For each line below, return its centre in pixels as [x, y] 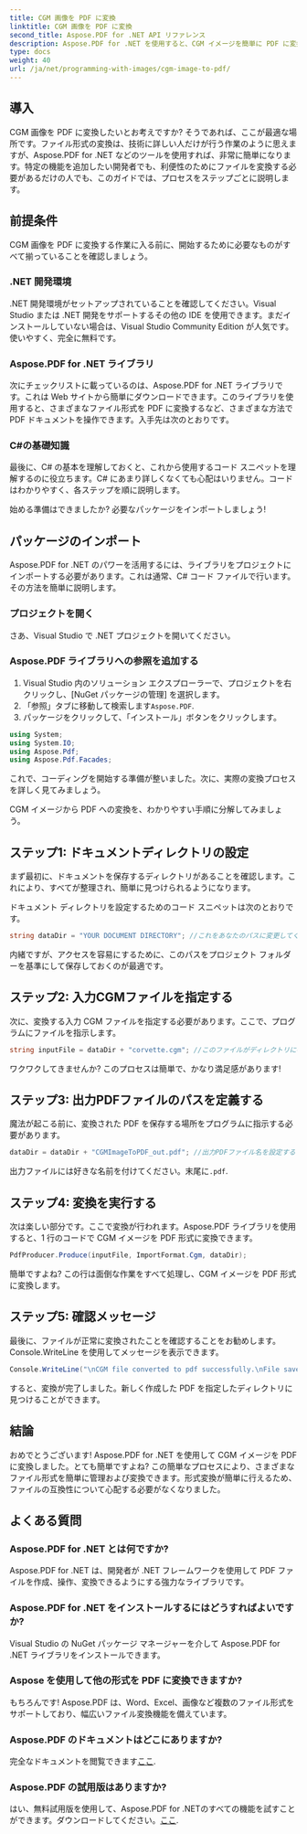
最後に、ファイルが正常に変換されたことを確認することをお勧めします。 [145, 1340]
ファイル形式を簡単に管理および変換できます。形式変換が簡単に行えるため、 [153, 1477]
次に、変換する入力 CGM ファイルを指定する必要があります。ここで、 [141, 1021]
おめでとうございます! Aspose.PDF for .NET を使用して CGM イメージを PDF [153, 1455]
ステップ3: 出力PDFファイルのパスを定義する [137, 1100]
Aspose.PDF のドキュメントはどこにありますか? [116, 1740]
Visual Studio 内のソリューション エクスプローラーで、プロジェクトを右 [157, 683]
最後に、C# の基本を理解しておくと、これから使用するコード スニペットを [149, 467]
